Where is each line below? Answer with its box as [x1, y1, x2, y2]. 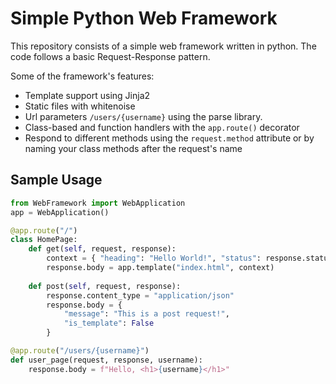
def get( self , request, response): [28, 244, 177, 254]
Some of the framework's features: [10, 70, 155, 82]
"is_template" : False [63, 318, 155, 329]
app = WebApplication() [10, 207, 110, 217]
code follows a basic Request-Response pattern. [10, 50, 211, 62]
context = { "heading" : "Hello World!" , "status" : [46, 253, 262, 264]
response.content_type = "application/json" [46, 290, 235, 301]
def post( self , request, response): [28, 281, 182, 291]
